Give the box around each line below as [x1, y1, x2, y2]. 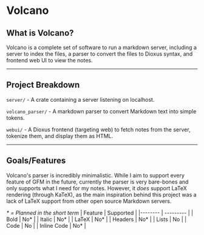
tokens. [6, 114, 25, 121]
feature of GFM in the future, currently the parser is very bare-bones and [6, 178, 189, 185]
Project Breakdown [6, 80, 80, 90]
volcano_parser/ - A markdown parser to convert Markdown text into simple [6, 107, 197, 115]
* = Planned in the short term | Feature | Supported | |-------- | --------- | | [6, 209, 193, 216]
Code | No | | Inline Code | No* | [6, 222, 86, 229]
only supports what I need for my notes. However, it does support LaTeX [6, 184, 187, 191]
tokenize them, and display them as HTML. [6, 132, 114, 139]
